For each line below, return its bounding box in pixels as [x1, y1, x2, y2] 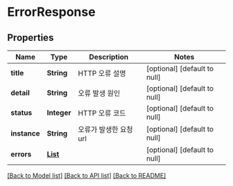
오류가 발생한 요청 [78, 125, 133, 134]
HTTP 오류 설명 [78, 68, 126, 78]
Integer [46, 108, 71, 118]
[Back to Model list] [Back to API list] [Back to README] [7, 171, 166, 180]
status [10, 108, 33, 118]
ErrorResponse [7, 4, 96, 20]
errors [10, 149, 32, 159]
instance [10, 129, 40, 138]
